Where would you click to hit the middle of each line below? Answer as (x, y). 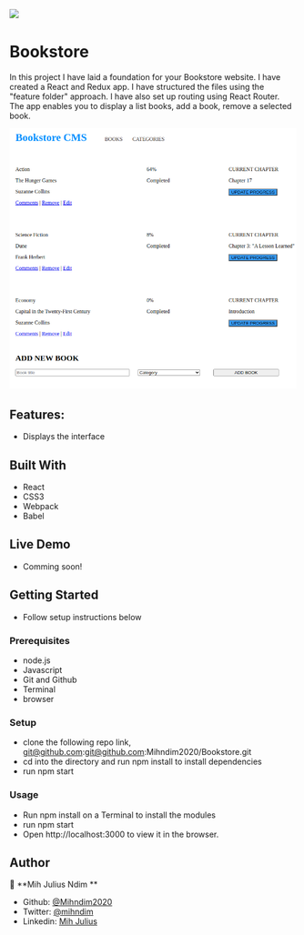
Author (30, 863)
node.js (37, 660)
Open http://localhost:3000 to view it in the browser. (121, 834)
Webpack (41, 506)
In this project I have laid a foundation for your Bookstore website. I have (145, 76)
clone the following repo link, (77, 742)
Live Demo (40, 544)
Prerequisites (40, 640)
